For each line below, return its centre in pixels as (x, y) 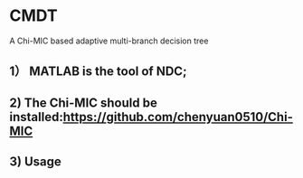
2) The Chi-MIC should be (84, 103)
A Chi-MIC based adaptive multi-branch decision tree (109, 41)
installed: (36, 117)
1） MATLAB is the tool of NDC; (98, 72)
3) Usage (35, 162)
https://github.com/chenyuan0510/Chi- (178, 117)
